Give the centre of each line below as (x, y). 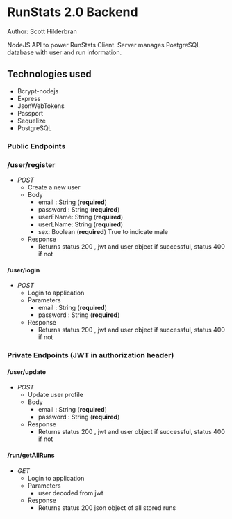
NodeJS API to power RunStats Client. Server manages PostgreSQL (104, 45)
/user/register (31, 164)
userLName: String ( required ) (81, 224)
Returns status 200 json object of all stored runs (107, 508)
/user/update (27, 372)
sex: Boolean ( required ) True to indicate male (103, 231)
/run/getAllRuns (31, 455)
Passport (30, 113)
